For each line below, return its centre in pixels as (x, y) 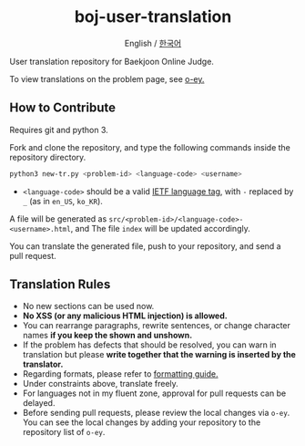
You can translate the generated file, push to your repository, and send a (145, 246)
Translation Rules (60, 285)
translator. (43, 364)
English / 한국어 (153, 43)
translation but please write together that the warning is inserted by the (159, 355)
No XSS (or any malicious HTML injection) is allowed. (125, 316)
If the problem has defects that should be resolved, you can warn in (149, 345)
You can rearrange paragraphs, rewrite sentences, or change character (157, 326)
